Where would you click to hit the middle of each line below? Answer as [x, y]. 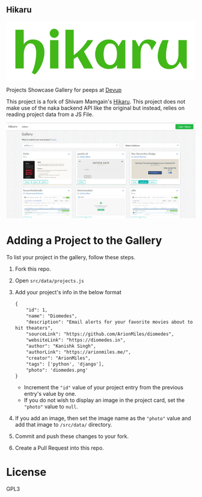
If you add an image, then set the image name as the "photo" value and [103, 418]
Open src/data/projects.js [49, 280]
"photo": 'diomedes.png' [57, 370]
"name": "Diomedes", [52, 316]
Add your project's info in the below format [68, 292]
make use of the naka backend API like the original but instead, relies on [96, 108]
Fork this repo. [33, 269]
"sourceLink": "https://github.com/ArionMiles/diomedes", [100, 334]
